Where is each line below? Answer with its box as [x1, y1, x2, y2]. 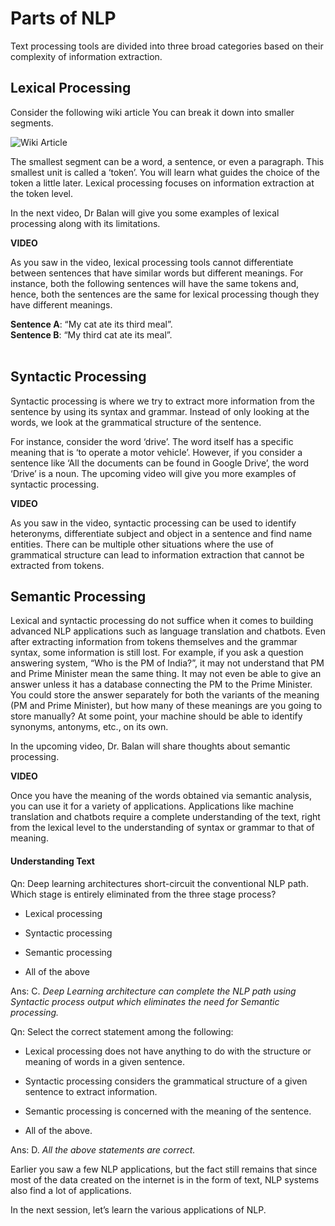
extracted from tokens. [10, 559, 105, 571]
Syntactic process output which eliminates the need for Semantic [10, 995, 280, 1007]
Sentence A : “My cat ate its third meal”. [10, 318, 173, 330]
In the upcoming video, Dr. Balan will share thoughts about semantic [10, 740, 291, 752]
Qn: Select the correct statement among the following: [10, 1025, 234, 1037]
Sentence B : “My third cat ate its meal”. [10, 328, 173, 341]
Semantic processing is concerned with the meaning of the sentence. [24, 1105, 312, 1117]
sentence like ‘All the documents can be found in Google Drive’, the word [10, 457, 310, 469]
